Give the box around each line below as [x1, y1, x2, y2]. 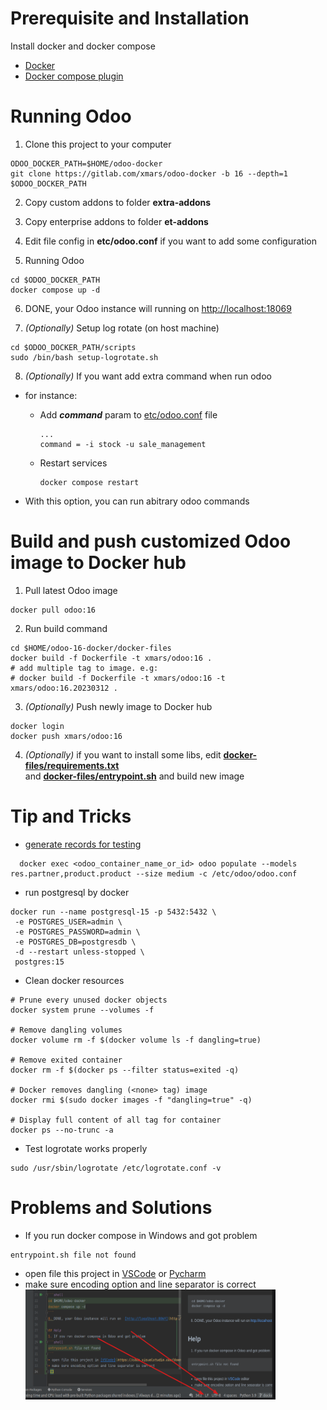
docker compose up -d [10, 285, 101, 295]
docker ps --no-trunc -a [10, 1125, 114, 1135]
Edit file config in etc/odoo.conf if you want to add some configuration [24, 235, 317, 247]
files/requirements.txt [24, 759, 120, 771]
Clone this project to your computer [24, 138, 172, 150]
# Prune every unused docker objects [10, 995, 168, 1005]
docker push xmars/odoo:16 [10, 731, 123, 741]
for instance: [24, 389, 78, 401]
